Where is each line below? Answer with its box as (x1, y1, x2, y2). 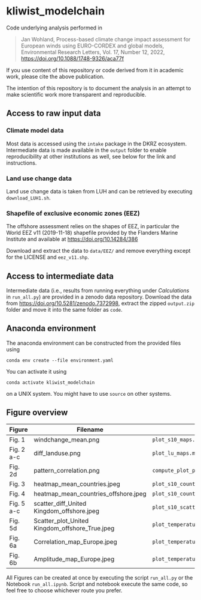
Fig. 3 (9, 479, 26, 488)
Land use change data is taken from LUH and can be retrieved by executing (6, 187, 193, 195)
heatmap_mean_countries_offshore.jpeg (33, 489, 147, 498)
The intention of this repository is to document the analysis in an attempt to (6, 84, 191, 91)
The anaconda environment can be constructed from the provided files (6, 339, 181, 347)
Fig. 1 (9, 435, 26, 444)
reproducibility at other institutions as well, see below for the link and (6, 153, 176, 160)
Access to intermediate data (6, 271, 114, 281)
